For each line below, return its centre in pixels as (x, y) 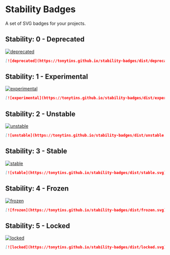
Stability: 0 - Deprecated (45, 39)
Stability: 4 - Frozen (37, 189)
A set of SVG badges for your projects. (46, 23)
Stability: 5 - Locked (38, 226)
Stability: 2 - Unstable (40, 114)
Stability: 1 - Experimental (47, 77)
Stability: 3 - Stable (36, 151)
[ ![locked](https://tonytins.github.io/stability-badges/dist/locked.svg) (86, 247)
